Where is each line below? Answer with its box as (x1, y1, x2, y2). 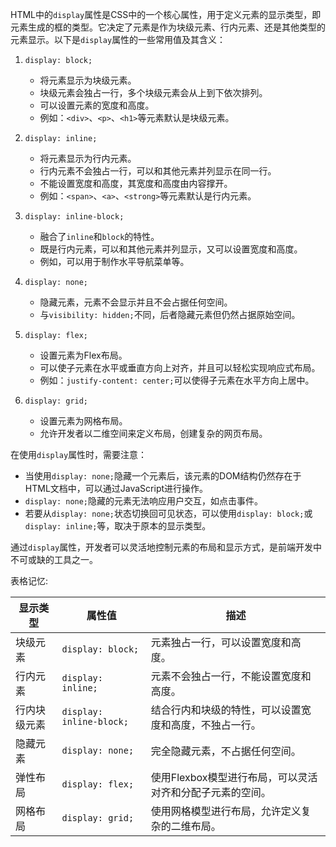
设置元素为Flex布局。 (39, 349, 128, 361)
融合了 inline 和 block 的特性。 (39, 231, 160, 242)
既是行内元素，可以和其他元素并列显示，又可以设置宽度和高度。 (39, 243, 303, 255)
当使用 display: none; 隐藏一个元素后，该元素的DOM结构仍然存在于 (24, 470, 302, 482)
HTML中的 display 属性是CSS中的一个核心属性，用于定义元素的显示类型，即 (10, 9, 322, 20)
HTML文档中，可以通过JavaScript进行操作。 (24, 483, 209, 494)
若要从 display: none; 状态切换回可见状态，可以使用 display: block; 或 (24, 508, 313, 519)
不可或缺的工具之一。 (10, 554, 98, 565)
